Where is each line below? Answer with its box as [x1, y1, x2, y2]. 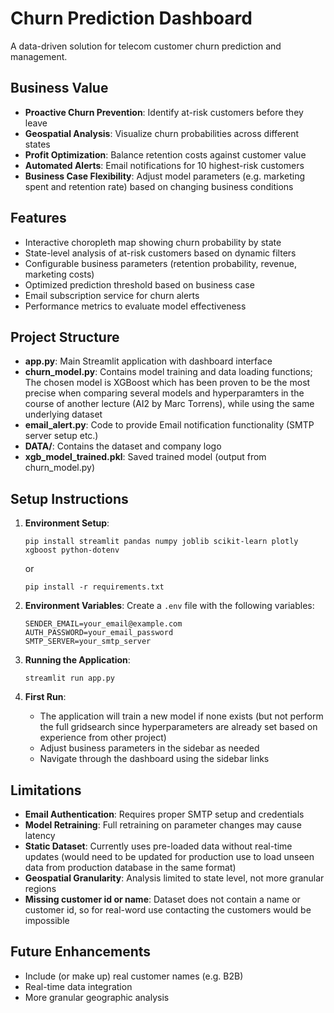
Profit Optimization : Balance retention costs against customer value [24, 148, 307, 161]
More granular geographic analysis [24, 991, 170, 1003]
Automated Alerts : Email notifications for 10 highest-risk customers [24, 159, 305, 171]
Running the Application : [24, 654, 131, 666]
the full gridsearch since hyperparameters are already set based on [39, 721, 318, 733]
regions [24, 883, 57, 894]
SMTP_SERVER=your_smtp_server [24, 637, 152, 647]
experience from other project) [39, 732, 167, 744]
